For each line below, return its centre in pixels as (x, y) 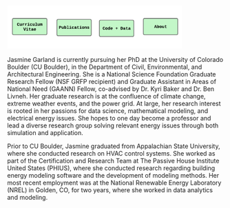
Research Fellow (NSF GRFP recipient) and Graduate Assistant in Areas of (112, 82)
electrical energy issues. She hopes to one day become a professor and (109, 118)
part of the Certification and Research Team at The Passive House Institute (113, 161)
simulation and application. (45, 133)
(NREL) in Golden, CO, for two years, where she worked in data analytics (110, 190)
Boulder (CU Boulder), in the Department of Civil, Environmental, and (105, 67)
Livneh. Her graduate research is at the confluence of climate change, (106, 96)
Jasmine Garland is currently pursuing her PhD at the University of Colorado (115, 60)
